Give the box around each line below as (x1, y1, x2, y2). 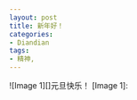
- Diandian (9, 37, 50, 47)
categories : (9, 29, 53, 38)
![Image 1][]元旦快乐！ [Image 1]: (9, 80, 129, 90)
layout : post (9, 12, 58, 22)
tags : (9, 46, 29, 55)
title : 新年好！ (9, 21, 64, 30)
